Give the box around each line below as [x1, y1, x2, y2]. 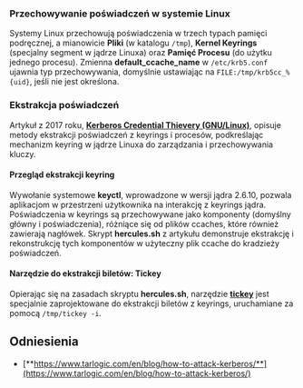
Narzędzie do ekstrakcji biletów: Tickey [9, 268, 161, 279]
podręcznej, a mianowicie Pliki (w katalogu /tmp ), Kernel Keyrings [9, 37, 258, 48]
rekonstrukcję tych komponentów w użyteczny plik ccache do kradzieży [9, 237, 279, 248]
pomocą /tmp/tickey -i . [9, 308, 102, 318]
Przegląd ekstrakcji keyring [9, 169, 115, 180]
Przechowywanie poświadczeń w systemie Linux [9, 7, 230, 20]
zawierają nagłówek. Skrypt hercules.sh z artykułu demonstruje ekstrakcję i [9, 228, 295, 239]
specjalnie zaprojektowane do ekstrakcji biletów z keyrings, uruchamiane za [9, 298, 294, 309]
